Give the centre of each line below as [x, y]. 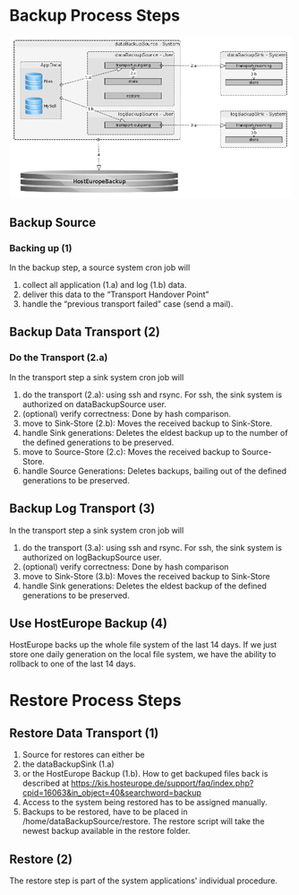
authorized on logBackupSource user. [92, 557]
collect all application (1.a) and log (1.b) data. [104, 285]
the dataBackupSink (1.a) [68, 764]
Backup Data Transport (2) [85, 332]
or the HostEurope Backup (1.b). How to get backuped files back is [145, 774]
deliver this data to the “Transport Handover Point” [115, 295]
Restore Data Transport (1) [84, 733]
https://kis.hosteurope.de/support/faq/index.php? [162, 783]
